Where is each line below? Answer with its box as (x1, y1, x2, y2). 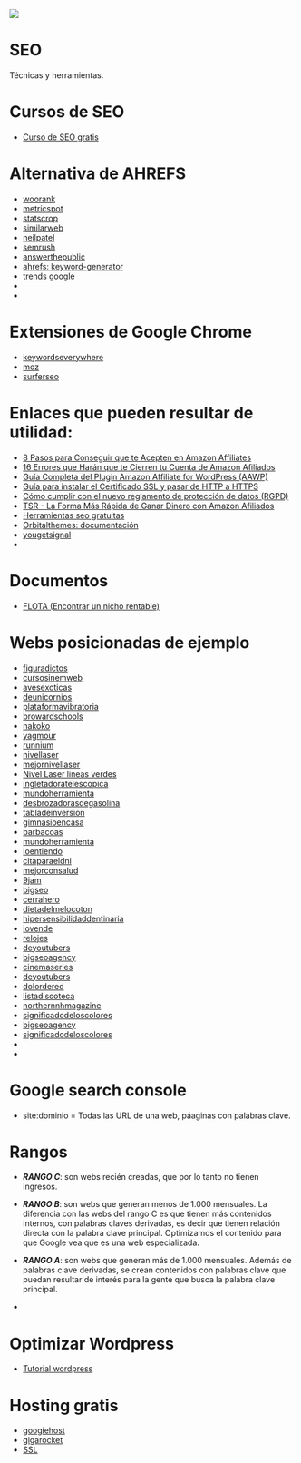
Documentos (9, 570, 109, 591)
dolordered (22, 980, 65, 991)
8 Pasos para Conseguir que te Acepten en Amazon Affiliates (22, 452, 252, 463)
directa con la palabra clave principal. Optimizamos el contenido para (22, 1228, 282, 1239)
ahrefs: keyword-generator (22, 260, 124, 271)
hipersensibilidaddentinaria (22, 913, 124, 924)
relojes (22, 932, 48, 943)
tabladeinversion (22, 807, 85, 818)
